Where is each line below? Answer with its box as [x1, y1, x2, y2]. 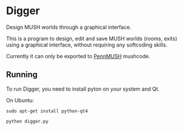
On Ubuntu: [6, 96, 34, 104]
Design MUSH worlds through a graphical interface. [6, 24, 131, 31]
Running [6, 69, 38, 80]
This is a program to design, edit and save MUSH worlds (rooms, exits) [6, 35, 178, 42]
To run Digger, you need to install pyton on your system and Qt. [6, 85, 160, 92]
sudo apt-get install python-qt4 [6, 108, 88, 114]
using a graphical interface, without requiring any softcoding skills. [6, 41, 168, 48]
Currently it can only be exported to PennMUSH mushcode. [6, 52, 151, 59]
